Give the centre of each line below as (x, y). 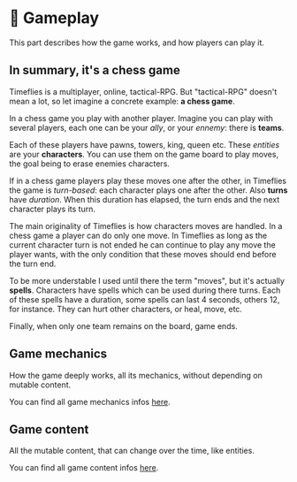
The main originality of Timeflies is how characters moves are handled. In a (146, 226)
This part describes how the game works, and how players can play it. (137, 42)
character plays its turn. (52, 209)
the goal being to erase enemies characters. (90, 164)
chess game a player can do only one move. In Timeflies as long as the (138, 235)
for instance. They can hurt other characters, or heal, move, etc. (126, 309)
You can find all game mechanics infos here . (90, 402)
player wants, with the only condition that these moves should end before (143, 254)
